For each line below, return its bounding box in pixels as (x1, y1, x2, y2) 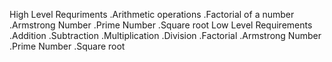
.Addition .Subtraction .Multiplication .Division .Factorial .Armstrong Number (9, 30, 322, 41)
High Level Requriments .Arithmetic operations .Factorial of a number (9, 9, 295, 20)
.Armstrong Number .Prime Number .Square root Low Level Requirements (9, 19, 313, 31)
